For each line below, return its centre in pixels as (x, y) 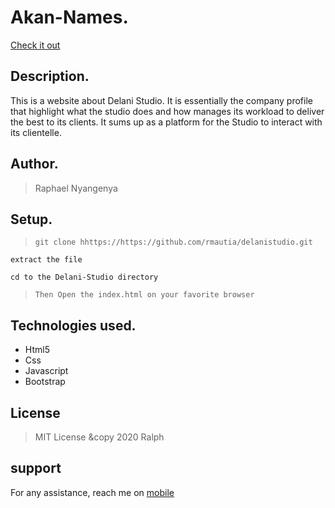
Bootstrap (45, 382)
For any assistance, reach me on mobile (92, 492)
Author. (34, 164)
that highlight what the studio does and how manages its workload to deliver (167, 111)
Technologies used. (73, 325)
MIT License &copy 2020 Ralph (99, 437)
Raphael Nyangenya (76, 188)
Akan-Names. (69, 17)
